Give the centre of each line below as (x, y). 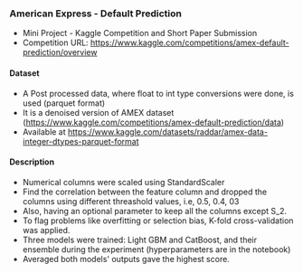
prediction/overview (60, 52)
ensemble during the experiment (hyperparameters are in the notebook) (156, 249)
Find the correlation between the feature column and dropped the (145, 192)
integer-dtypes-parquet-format (80, 141)
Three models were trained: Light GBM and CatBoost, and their (140, 240)
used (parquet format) (64, 103)
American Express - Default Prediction (96, 14)
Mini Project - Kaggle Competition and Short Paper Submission (140, 33)
